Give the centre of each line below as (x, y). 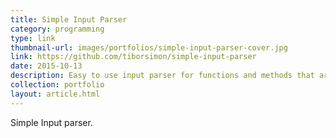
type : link (33, 38)
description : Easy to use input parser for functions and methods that (162, 76)
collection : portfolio (57, 85)
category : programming (57, 29)
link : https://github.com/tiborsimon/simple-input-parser (133, 57)
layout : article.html (55, 94)
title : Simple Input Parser (69, 19)
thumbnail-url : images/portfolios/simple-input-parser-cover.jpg (149, 47)
